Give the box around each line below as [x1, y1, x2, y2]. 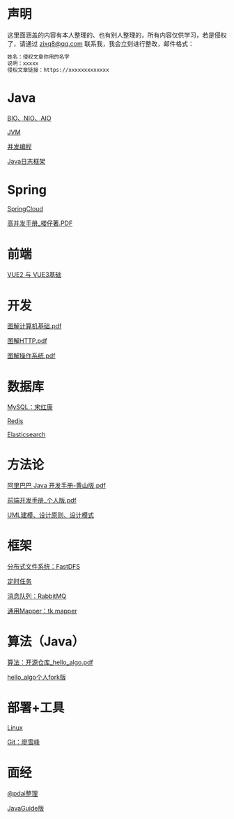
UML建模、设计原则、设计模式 [7, 511, 94, 519]
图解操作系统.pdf [7, 351, 56, 360]
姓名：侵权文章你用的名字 [7, 53, 70, 60]
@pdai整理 [7, 789, 38, 797]
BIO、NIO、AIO [7, 114, 52, 122]
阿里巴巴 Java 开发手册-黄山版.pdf [7, 482, 106, 490]
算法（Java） [7, 634, 85, 650]
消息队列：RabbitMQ [7, 592, 67, 600]
